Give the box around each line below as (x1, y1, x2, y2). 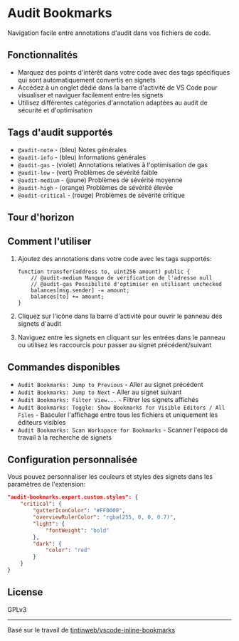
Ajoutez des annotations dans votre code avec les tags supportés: (17, 254, 212, 263)
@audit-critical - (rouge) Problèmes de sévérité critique (17, 191, 186, 199)
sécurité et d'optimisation (17, 105, 92, 115)
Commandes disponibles (7, 361, 121, 374)
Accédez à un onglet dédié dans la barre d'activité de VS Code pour (17, 83, 218, 92)
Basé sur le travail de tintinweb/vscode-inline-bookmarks (7, 625, 176, 634)
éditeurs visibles (17, 418, 66, 426)
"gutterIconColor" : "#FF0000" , (33, 507, 126, 514)
